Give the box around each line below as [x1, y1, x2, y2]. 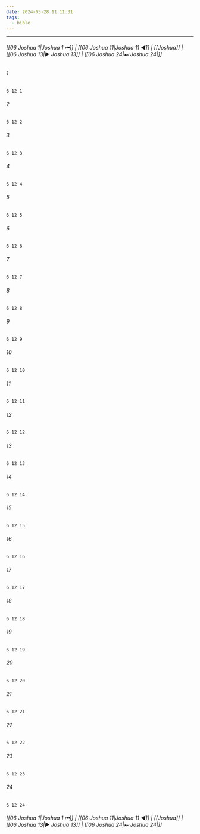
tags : [6, 14, 20, 20]
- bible [11, 20, 31, 26]
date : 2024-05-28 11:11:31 [6, 8, 73, 15]
